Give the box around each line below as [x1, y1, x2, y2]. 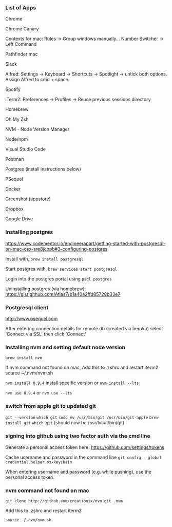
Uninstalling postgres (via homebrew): [5, 286, 86, 292]
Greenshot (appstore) [5, 196, 51, 202]
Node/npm [5, 136, 28, 142]
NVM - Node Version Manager [5, 126, 70, 133]
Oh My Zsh [5, 116, 29, 122]
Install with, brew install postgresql [5, 256, 84, 262]
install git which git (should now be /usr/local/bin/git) [5, 420, 125, 426]
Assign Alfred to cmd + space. [5, 77, 70, 83]
